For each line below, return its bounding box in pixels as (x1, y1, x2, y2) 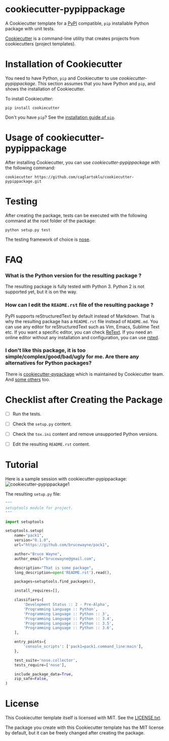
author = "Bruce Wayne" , (14, 551, 62, 556)
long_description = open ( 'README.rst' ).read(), (14, 570, 112, 575)
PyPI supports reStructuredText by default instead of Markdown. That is (5, 313, 155, 319)
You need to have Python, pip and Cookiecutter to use (5, 75, 118, 81)
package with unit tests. (5, 25, 55, 31)
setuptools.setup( (5, 528, 44, 534)
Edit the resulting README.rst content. (12, 441, 90, 447)
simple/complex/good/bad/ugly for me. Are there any (5, 353, 139, 360)
